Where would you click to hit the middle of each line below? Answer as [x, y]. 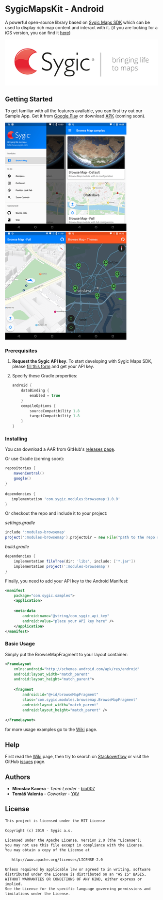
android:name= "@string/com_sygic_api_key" [66, 616]
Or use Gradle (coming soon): [35, 459]
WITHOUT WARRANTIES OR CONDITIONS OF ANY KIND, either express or [73, 879]
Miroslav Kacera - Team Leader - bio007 [53, 788]
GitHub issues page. [25, 762]
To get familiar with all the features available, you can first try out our [74, 111]
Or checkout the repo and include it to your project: [56, 513]
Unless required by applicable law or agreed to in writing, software [78, 869]
